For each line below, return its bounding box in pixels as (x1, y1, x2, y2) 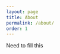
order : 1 (6, 25, 28, 32)
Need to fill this (6, 42, 43, 49)
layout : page (6, 8, 39, 15)
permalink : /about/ (6, 20, 55, 26)
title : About (6, 14, 39, 20)
